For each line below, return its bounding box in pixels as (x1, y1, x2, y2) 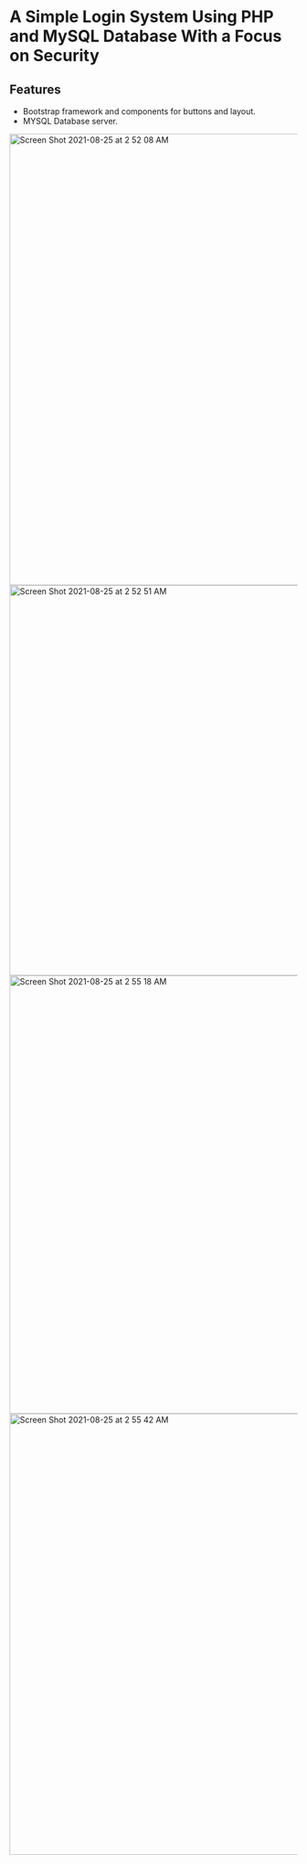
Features (9, 81, 61, 97)
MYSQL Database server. (22, 116, 119, 126)
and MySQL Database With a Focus (9, 26, 282, 47)
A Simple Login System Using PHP (9, 6, 274, 27)
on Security (9, 46, 100, 66)
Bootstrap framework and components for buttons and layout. (22, 106, 256, 116)
